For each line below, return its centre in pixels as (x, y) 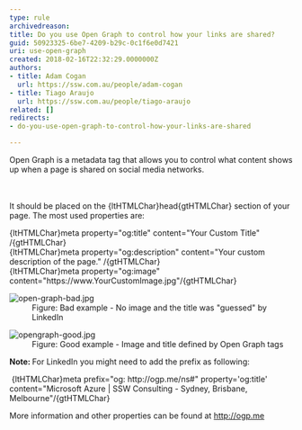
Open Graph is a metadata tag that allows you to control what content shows (151, 160)
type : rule (30, 18)
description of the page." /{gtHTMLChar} (85, 261)
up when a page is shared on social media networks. (107, 169)
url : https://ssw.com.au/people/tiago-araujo (104, 101)
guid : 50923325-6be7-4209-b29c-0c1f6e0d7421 (94, 43)
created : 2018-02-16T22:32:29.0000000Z (84, 59)
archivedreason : (40, 26)
